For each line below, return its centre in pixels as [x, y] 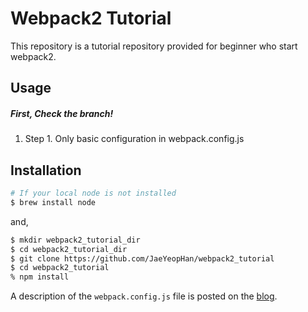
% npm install [40, 277]
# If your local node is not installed [93, 193]
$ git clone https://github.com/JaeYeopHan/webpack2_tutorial [142, 258]
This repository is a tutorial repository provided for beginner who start [154, 46]
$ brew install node [53, 202]
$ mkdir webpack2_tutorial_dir [75, 240]
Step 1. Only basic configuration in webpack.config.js [134, 139]
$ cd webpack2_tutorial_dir [69, 249]
